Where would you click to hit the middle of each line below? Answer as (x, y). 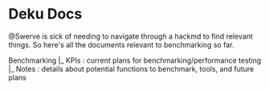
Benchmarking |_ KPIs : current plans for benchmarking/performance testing (135, 60)
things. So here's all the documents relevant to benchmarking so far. (121, 44)
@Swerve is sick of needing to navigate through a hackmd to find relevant (130, 36)
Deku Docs (45, 14)
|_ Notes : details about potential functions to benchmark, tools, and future (131, 68)
